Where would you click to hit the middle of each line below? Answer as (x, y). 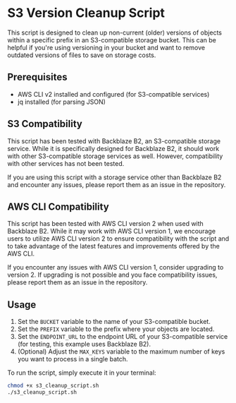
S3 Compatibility (45, 124)
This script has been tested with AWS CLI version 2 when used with (106, 224)
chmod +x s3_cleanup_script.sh (53, 386)
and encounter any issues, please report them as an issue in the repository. (117, 184)
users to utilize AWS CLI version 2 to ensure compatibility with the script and (118, 239)
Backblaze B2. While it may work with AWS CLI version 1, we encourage (112, 231)
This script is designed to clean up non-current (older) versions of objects (114, 32)
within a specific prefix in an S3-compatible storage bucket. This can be (112, 40)
